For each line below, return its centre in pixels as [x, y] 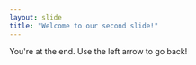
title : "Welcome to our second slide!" [84, 26]
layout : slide [36, 17]
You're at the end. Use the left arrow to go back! [98, 51]
